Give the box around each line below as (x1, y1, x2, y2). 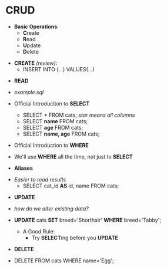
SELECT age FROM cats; (22, 124, 83, 131)
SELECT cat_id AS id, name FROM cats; (22, 182, 119, 189)
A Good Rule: (22, 228, 55, 235)
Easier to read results (14, 176, 66, 183)
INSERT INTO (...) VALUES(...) (22, 65, 95, 73)
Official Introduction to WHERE (14, 141, 89, 149)
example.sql (14, 88, 44, 96)
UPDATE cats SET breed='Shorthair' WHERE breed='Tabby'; (14, 216, 162, 223)
